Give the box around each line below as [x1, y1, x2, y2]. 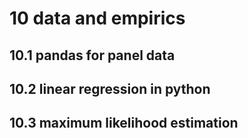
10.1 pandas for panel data [9, 47, 176, 64]
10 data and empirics [9, 7, 186, 30]
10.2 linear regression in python [9, 80, 211, 97]
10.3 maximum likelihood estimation [9, 115, 239, 132]
